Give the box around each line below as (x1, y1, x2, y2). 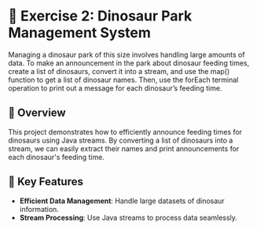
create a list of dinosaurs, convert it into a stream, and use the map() (8, 66, 230, 76)
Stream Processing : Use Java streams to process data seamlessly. (19, 213, 238, 222)
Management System (8, 24, 152, 42)
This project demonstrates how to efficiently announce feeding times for (8, 127, 242, 136)
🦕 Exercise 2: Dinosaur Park (8, 7, 193, 25)
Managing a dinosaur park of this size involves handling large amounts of (8, 50, 245, 59)
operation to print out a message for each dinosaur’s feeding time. (8, 83, 222, 93)
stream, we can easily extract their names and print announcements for (8, 143, 240, 153)
